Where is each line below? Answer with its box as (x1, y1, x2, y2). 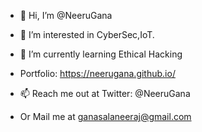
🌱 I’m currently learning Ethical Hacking (19, 48, 183, 60)
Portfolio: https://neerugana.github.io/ (19, 68, 176, 79)
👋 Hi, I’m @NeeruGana (19, 10, 113, 21)
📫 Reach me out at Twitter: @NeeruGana (19, 88, 191, 99)
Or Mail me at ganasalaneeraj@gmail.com (19, 111, 192, 122)
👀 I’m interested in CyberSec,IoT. (19, 29, 155, 40)
